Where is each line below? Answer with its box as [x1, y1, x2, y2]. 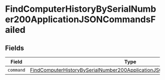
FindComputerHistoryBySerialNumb [5, 3, 156, 15]
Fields [5, 44, 25, 52]
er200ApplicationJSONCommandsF [5, 14, 156, 25]
